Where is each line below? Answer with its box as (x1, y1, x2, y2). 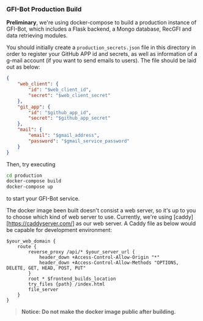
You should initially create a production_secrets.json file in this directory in (6, 44, 196, 51)
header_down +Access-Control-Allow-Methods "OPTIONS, (39, 260, 179, 266)
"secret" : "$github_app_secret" (28, 115, 111, 122)
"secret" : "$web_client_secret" (28, 92, 111, 98)
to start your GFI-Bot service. (6, 195, 80, 203)
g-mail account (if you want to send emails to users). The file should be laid (6, 57, 197, 64)
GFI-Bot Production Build (6, 5, 82, 14)
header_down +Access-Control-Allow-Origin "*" (39, 254, 160, 261)
